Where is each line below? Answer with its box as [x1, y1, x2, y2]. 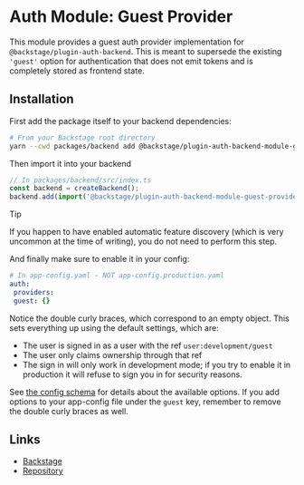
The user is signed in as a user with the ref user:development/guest [22, 340, 273, 351]
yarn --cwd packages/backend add [9, 141, 136, 150]
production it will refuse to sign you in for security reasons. [22, 369, 242, 380]
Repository [22, 465, 63, 477]
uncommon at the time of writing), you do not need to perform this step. [9, 236, 278, 247]
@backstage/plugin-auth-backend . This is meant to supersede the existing [9, 45, 282, 56]
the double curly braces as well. [9, 405, 128, 416]
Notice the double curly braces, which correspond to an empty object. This [9, 313, 290, 324]
